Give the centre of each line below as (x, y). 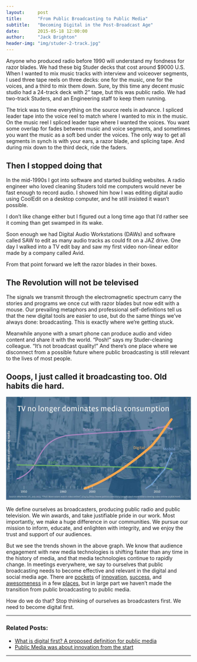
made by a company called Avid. (45, 252)
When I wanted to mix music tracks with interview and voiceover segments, (97, 73)
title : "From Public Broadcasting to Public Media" (77, 19)
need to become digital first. (40, 607)
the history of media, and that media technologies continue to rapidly (89, 558)
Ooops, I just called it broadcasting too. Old (86, 377)
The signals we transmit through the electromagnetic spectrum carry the (94, 297)
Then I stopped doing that (54, 166)
